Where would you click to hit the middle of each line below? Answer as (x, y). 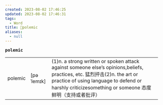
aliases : (14, 32)
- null (16, 37)
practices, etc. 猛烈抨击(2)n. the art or (95, 74)
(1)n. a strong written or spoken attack (96, 61)
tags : (10, 18)
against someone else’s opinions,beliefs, (98, 67)
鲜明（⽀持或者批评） (76, 95)
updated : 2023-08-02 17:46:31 (36, 14)
